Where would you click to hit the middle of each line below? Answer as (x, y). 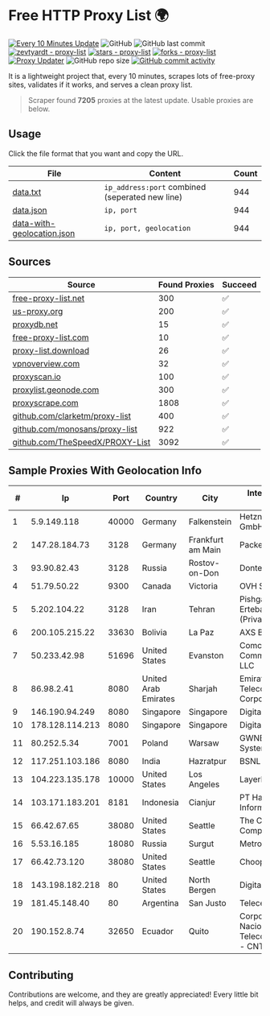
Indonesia (160, 803)
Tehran (202, 609)
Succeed (239, 284)
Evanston (206, 655)
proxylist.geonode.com (56, 390)
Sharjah (203, 689)
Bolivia (154, 633)
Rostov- (204, 563)
